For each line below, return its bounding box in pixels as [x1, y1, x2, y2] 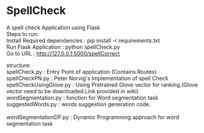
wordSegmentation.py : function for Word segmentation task [6, 94, 159, 101]
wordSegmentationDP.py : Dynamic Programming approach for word [6, 113, 180, 121]
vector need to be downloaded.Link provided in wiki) [6, 87, 139, 95]
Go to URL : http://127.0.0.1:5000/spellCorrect [6, 49, 120, 57]
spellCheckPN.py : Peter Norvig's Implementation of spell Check [6, 74, 169, 82]
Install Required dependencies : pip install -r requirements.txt [6, 37, 160, 44]
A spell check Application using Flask [6, 24, 101, 31]
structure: [6, 62, 31, 69]
